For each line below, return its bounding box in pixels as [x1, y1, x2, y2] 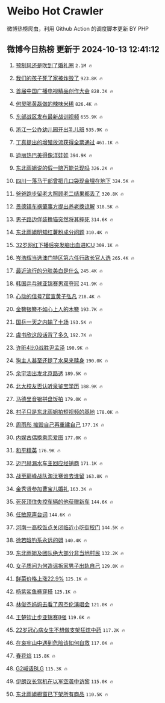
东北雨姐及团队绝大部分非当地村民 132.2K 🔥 [15, 549, 124, 556]
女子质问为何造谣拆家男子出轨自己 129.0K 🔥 [15, 562, 124, 569]
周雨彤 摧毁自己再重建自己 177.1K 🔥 [15, 421, 105, 428]
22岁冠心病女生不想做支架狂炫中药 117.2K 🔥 [15, 626, 125, 634]
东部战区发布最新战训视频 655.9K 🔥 [15, 113, 103, 120]
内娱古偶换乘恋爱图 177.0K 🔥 [15, 434, 87, 441]
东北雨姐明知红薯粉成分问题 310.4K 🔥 [15, 228, 108, 236]
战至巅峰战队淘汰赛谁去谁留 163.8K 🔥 [15, 472, 108, 480]
